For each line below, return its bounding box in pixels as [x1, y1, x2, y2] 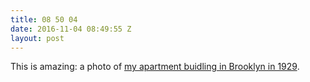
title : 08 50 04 [10, 14, 78, 25]
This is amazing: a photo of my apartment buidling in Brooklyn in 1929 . [10, 61, 300, 73]
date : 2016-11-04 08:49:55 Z [10, 24, 132, 34]
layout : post [10, 33, 65, 43]
